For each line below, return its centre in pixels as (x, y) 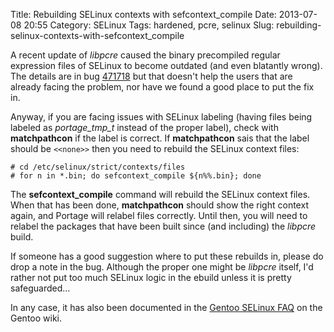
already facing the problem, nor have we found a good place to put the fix (162, 87)
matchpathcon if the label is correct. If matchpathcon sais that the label (160, 138)
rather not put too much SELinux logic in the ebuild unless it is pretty (151, 277)
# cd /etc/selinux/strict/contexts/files (98, 167)
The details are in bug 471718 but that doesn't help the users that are (151, 76)
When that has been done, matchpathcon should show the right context (159, 205)
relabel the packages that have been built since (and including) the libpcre (163, 226)
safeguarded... (40, 288)
